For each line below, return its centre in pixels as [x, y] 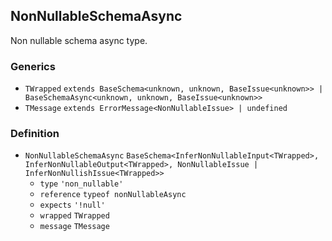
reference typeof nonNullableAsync [113, 195]
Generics [33, 66]
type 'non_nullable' [81, 184]
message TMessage [74, 227]
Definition [35, 134]
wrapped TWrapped [74, 216]
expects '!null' [72, 205]
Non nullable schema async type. [79, 40]
